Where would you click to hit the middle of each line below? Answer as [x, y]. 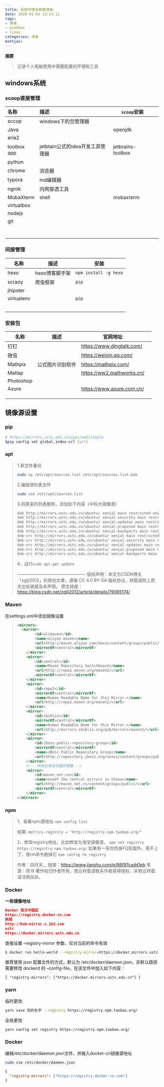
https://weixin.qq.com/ [107, 355]
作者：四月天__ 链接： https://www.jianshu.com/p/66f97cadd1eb [81, 864]
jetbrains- [125, 147]
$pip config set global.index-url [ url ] [47, 442]
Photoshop [20, 381]
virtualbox [19, 206]
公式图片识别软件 [57, 365]
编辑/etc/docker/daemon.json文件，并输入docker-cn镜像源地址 [69, 1053]
